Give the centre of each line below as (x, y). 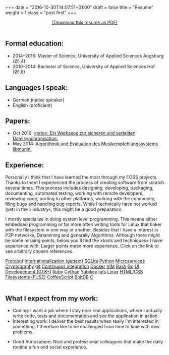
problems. (23, 332)
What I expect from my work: (52, 298)
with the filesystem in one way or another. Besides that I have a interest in (82, 230)
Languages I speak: (37, 88)
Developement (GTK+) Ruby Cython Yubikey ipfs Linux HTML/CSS (74, 272)
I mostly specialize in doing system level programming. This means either (81, 219)
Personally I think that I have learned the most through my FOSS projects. (81, 177)
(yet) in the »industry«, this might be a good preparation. (64, 209)
